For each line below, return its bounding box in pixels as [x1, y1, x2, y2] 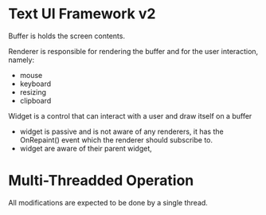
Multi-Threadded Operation [8, 172, 194, 190]
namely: [8, 55, 34, 64]
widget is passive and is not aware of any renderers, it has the [19, 127, 225, 136]
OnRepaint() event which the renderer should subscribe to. [19, 135, 213, 144]
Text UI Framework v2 [8, 5, 156, 23]
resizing [19, 87, 46, 96]
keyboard [19, 79, 52, 88]
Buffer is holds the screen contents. [8, 31, 126, 41]
